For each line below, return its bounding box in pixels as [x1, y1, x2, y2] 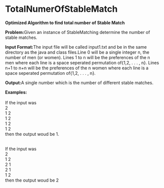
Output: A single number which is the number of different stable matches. [5, 80, 154, 86]
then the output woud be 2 [5, 177, 59, 183]
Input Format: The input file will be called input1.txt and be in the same [5, 44, 147, 50]
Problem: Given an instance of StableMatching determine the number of [5, 29, 150, 35]
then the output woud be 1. [5, 131, 59, 137]
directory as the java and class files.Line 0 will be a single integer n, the [5, 49, 150, 55]
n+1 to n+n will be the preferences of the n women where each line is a [5, 65, 149, 71]
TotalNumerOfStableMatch [5, 3, 118, 15]
